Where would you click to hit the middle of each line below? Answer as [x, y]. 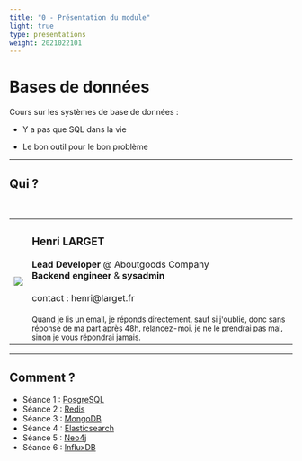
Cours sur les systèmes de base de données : [94, 112]
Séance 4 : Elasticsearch [68, 428]
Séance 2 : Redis [53, 409]
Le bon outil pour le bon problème [85, 147]
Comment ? [42, 378]
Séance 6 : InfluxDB [59, 447]
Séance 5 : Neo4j [54, 438]
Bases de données [80, 87]
